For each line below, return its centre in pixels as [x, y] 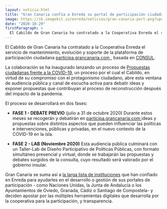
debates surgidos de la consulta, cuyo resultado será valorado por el [83, 159]
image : [12, 19]
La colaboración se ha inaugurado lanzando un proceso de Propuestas [78, 67]
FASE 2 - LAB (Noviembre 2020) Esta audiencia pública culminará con [85, 144]
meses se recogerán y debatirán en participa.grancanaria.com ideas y [84, 118]
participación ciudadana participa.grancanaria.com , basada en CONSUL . [80, 57]
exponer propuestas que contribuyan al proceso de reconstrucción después [83, 88]
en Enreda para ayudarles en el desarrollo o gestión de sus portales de [78, 180]
